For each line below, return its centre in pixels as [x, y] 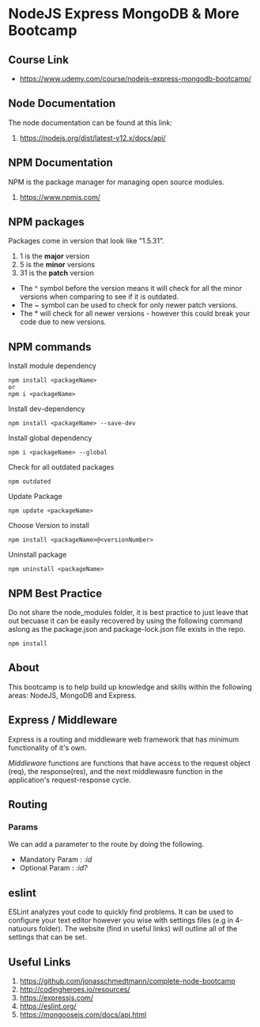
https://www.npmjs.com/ [60, 197]
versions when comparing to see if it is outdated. [99, 296]
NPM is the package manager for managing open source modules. [117, 182]
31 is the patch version [57, 273]
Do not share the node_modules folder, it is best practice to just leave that [128, 613]
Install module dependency [52, 366]
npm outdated [30, 482]
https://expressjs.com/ [56, 998]
